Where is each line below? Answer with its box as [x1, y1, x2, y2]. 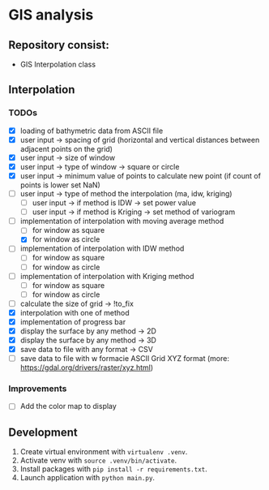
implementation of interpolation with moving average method [19, 217, 224, 226]
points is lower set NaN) [19, 180, 101, 190]
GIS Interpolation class [19, 59, 96, 69]
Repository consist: [8, 38, 109, 52]
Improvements [8, 383, 67, 394]
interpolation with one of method [19, 307, 130, 317]
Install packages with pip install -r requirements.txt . [19, 464, 208, 474]
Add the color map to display [19, 402, 117, 411]
